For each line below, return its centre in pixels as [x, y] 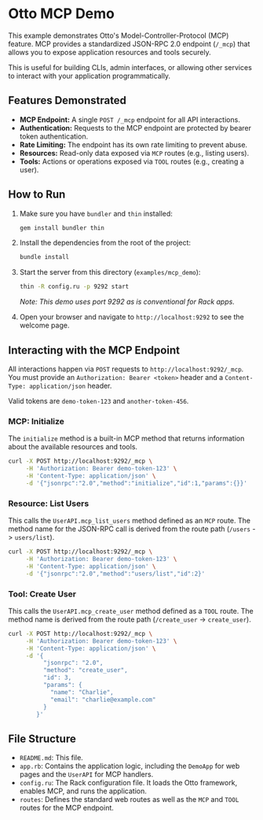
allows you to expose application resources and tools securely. [110, 52]
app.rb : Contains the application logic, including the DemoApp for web [130, 766]
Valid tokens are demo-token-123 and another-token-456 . [99, 401]
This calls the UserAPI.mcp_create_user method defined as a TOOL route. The [131, 611]
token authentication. [54, 136]
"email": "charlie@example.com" [103, 700]
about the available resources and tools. [73, 447]
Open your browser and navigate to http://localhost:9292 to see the [132, 317]
